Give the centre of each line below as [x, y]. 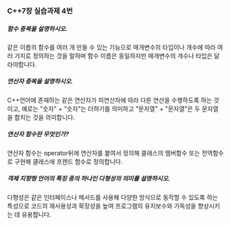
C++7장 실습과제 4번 [40, 10]
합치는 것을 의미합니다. [45, 117]
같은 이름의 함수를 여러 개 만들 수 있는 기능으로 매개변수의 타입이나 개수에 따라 [112, 47]
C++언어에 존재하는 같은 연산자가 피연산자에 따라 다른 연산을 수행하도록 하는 [110, 100]
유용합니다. [36, 214]
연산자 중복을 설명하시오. [40, 81]
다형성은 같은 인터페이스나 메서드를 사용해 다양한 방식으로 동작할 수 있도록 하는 [113, 197]
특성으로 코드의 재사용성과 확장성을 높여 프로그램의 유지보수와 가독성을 [102, 206]
